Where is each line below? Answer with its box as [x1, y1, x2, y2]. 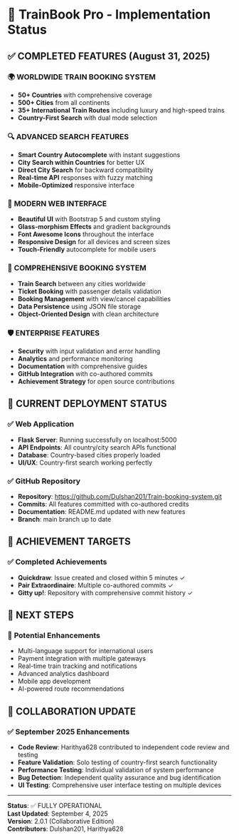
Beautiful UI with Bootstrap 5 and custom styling [17, 215, 161, 223]
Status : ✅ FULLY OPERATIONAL [7, 801, 102, 810]
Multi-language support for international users [17, 647, 154, 655]
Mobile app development [17, 677, 91, 686]
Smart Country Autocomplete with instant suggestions [17, 151, 181, 159]
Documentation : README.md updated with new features [17, 507, 186, 516]
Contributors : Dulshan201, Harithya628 [7, 824, 124, 834]
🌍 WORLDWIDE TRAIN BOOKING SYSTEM [7, 71, 156, 81]
